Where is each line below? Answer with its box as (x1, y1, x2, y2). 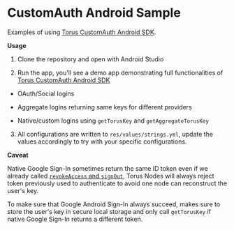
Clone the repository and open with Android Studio (17, 54, 164, 63)
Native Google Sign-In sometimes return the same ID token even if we (7, 164, 208, 172)
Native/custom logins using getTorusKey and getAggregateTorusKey (17, 116, 210, 125)
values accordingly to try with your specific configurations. (17, 137, 187, 146)
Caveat (7, 151, 29, 159)
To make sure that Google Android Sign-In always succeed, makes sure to (7, 200, 221, 208)
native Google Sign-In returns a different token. (7, 215, 143, 223)
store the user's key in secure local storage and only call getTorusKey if (7, 207, 212, 215)
